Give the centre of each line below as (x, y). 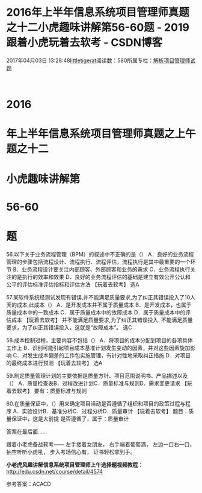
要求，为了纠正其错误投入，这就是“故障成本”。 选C (69, 327)
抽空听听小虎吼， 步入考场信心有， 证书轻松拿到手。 (71, 452)
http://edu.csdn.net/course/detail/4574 (55, 471)
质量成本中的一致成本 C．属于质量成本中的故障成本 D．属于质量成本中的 (96, 312)
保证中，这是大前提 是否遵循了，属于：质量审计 (70, 418)
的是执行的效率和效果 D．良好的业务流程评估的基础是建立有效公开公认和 (101, 277)
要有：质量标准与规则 (60, 390)
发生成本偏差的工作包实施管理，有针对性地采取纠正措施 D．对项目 (109, 355)
